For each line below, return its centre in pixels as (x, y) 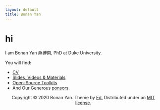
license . (83, 103)
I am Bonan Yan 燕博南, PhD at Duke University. (53, 53)
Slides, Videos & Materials (39, 77)
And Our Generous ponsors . (41, 88)
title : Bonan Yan (23, 14)
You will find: (18, 63)
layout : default (22, 10)
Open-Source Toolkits (35, 83)
